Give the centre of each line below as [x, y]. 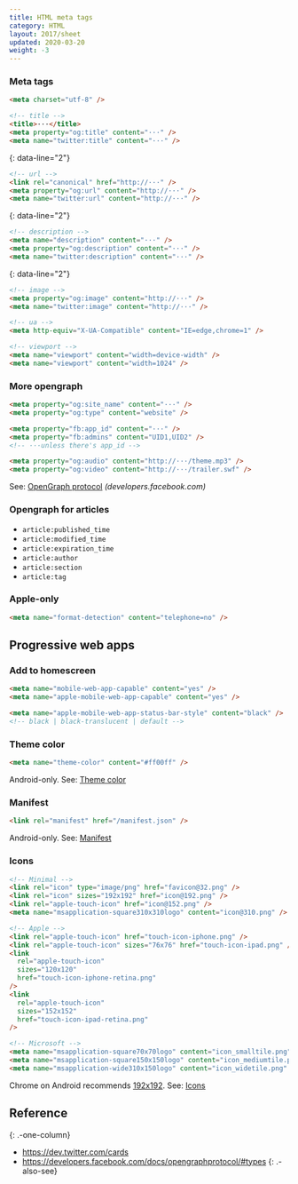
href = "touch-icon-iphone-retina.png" [87, 978]
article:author [50, 558]
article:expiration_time [68, 548]
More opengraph [46, 385]
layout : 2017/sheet [45, 34]
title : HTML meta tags [51, 17]
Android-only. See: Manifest [61, 838]
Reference [39, 1113]
